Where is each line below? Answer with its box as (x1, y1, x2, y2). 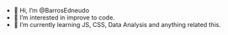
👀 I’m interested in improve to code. (13, 13, 115, 22)
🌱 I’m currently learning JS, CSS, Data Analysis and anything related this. (13, 21, 221, 28)
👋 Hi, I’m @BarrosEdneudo (13, 7, 90, 14)
